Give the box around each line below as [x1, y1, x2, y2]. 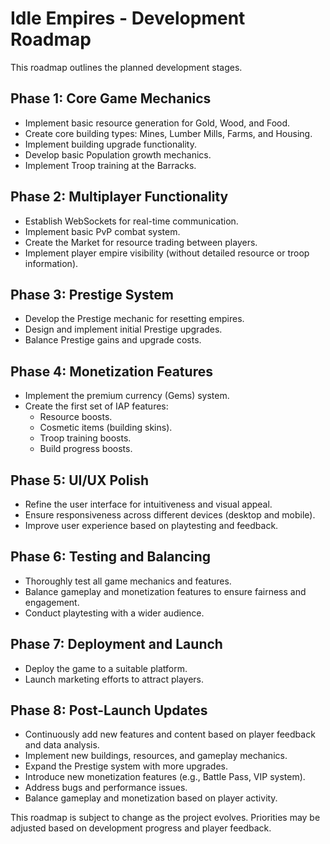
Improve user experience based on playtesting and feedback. [24, 520, 279, 531]
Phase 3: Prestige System [10, 286, 175, 303]
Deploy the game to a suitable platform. [24, 662, 188, 674]
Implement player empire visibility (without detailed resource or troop [24, 247, 310, 259]
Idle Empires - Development [10, 7, 246, 30]
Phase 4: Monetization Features [10, 363, 213, 380]
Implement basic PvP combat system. [24, 225, 181, 237]
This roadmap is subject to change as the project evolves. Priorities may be [10, 812, 321, 824]
